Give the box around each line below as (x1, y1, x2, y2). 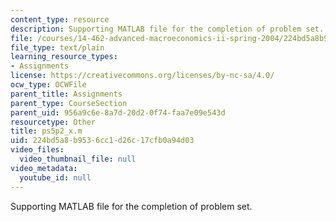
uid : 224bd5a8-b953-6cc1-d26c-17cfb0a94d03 (10, 136, 195, 146)
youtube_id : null (19, 172, 92, 183)
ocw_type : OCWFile (10, 80, 87, 90)
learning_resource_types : (10, 52, 118, 62)
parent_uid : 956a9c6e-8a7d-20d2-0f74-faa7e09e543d (10, 107, 226, 118)
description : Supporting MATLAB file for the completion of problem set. (10, 24, 325, 34)
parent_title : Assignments (10, 89, 123, 99)
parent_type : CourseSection (10, 98, 128, 108)
